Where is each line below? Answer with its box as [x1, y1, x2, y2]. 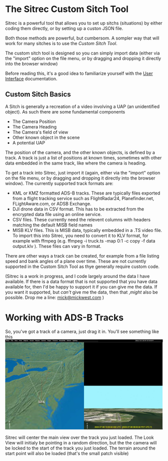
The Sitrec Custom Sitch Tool [5, 3, 129, 15]
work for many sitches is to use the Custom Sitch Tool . [5, 40, 117, 46]
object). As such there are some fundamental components [5, 108, 125, 114]
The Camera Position [12, 118, 56, 124]
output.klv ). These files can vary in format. [12, 243, 101, 249]
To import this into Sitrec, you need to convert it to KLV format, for [12, 232, 148, 238]
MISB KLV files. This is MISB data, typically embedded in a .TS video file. [12, 227, 162, 233]
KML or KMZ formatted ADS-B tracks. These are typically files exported [12, 190, 160, 196]
